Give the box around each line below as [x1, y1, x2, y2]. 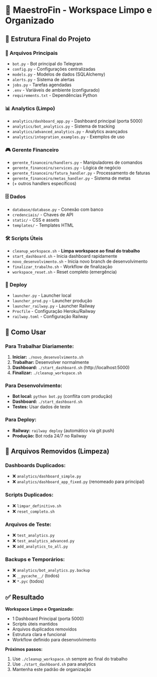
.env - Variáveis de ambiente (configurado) [12, 87, 100, 93]
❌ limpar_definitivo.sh [12, 502, 62, 509]
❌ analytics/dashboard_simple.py [12, 473, 81, 479]
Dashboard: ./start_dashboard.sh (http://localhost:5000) [12, 365, 130, 371]
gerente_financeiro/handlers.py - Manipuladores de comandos [12, 159, 143, 165]
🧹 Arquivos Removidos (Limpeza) [5, 447, 110, 456]
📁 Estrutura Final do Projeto [5, 35, 91, 43]
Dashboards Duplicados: [5, 462, 66, 469]
